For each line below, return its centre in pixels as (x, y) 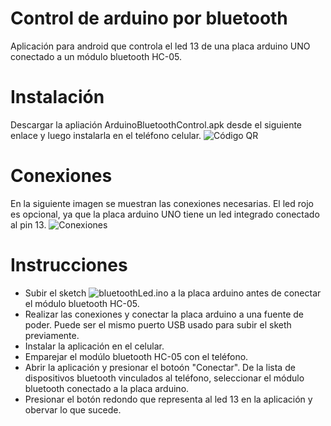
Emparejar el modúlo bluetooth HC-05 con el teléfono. (136, 356)
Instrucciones (69, 265)
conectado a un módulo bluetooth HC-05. (96, 56)
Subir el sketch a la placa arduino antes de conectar (173, 293)
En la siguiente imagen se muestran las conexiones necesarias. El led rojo (162, 203)
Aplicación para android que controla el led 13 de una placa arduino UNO (160, 46)
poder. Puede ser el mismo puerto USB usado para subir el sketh (158, 324)
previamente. (52, 335)
